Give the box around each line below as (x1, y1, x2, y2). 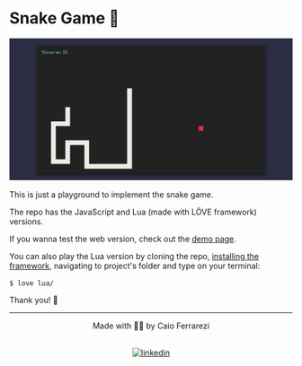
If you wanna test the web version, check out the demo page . (9, 233, 236, 245)
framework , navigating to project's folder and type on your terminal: (9, 260, 261, 272)
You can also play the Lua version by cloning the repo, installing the (9, 251, 260, 262)
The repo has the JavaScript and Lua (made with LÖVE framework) (9, 206, 258, 218)
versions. (9, 216, 43, 227)
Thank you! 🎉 (9, 295, 58, 306)
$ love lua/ (9, 279, 54, 288)
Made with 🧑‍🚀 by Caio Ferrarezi (93, 320, 209, 331)
